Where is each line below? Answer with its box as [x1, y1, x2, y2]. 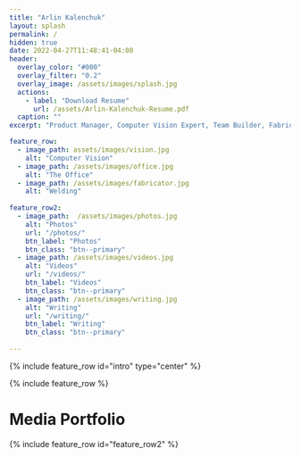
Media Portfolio [9, 410, 126, 429]
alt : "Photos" [25, 220, 78, 228]
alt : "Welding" [25, 187, 82, 196]
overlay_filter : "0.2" [17, 71, 102, 80]
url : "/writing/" [25, 312, 90, 320]
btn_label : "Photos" [25, 237, 102, 245]
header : [9, 54, 38, 63]
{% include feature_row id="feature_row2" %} [9, 438, 179, 449]
